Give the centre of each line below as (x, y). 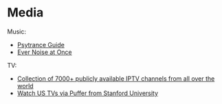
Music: (16, 31)
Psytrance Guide (41, 44)
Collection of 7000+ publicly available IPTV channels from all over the (116, 78)
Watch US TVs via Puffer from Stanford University (88, 93)
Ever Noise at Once (44, 52)
